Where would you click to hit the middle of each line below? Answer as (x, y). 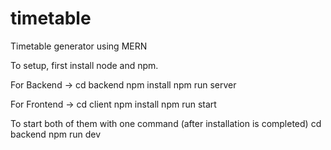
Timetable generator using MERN (79, 46)
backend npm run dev (56, 134)
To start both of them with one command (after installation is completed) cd (166, 123)
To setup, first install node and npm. (84, 65)
